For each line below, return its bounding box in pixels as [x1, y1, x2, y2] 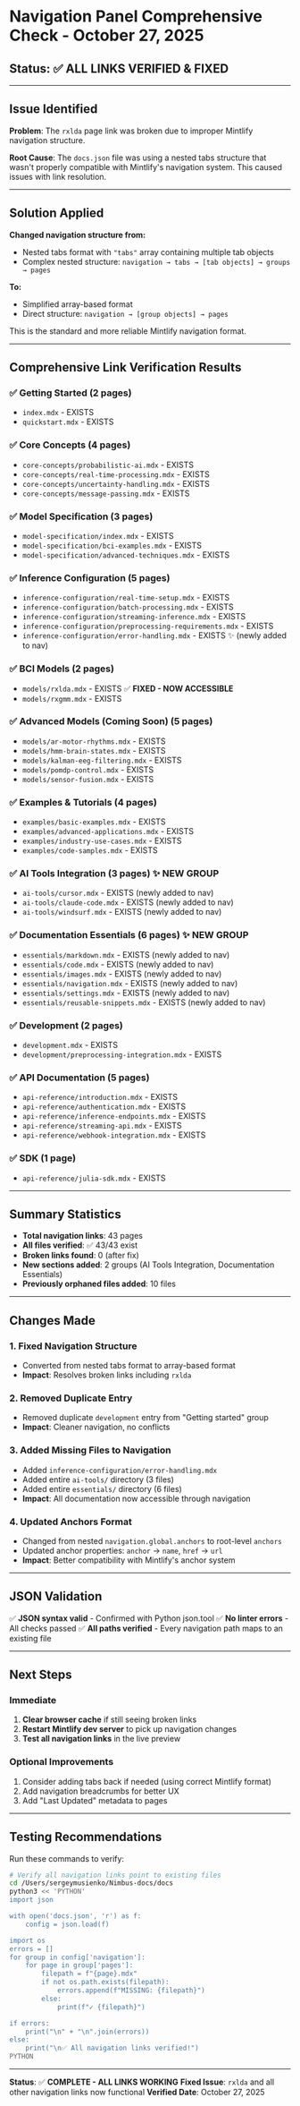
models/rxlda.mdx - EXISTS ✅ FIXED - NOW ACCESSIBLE [21, 683, 234, 694]
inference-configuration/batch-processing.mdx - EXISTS [21, 601, 234, 612]
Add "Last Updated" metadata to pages [21, 1795, 168, 1805]
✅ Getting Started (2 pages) [9, 387, 132, 399]
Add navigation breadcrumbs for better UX [21, 1786, 180, 1796]
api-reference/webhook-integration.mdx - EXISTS [21, 1130, 206, 1140]
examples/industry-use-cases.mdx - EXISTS [21, 835, 182, 847]
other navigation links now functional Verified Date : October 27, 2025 [9, 2087, 265, 2098]
